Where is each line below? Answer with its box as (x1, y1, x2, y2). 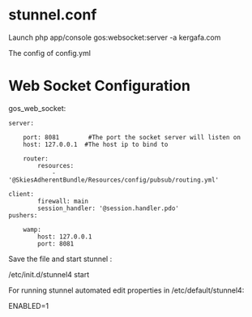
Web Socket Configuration (8, 77, 190, 95)
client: (8, 190, 35, 198)
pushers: (8, 211, 38, 220)
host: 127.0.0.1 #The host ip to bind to (23, 140, 169, 148)
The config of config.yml (8, 48, 92, 58)
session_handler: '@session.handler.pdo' (37, 204, 180, 212)
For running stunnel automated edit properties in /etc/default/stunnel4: (8, 285, 245, 295)
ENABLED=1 (8, 301, 49, 311)
